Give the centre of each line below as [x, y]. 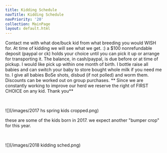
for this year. [18, 126]
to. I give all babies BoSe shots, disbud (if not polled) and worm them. [77, 75]
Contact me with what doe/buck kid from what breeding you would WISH [81, 43]
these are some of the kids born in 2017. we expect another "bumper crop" [82, 120]
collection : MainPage [28, 24]
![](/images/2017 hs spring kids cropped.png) [52, 111]
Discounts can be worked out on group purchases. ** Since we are [74, 81]
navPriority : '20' [24, 19]
